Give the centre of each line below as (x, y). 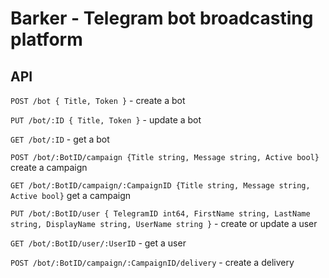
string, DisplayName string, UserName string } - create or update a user (164, 223)
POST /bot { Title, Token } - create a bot (98, 100)
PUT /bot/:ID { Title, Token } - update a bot (106, 120)
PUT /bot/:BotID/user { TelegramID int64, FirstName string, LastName (160, 214)
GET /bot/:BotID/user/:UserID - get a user (98, 243)
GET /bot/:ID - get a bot (60, 139)
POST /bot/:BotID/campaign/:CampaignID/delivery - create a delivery (152, 262)
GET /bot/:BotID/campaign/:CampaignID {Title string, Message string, (160, 186)
